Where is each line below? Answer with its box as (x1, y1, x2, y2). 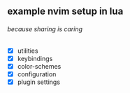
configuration (17, 69, 57, 78)
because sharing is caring (7, 24, 82, 33)
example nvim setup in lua (7, 6, 124, 17)
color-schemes (17, 62, 62, 70)
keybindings (17, 54, 53, 62)
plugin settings (17, 78, 61, 86)
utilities (17, 46, 38, 55)
